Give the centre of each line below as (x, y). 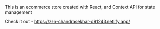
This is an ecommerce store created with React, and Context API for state (80, 7)
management (19, 12)
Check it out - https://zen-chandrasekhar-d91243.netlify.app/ (68, 22)
